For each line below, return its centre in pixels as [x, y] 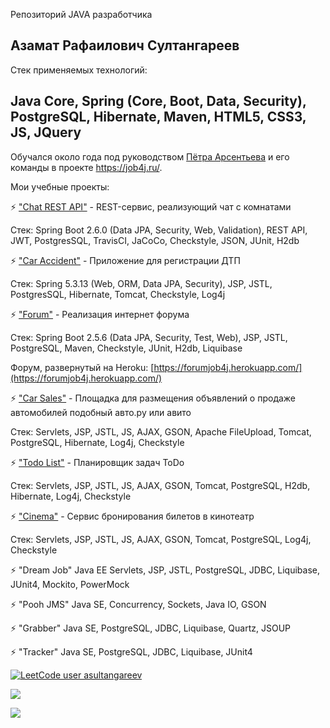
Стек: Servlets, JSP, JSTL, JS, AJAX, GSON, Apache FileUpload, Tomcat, [161, 431]
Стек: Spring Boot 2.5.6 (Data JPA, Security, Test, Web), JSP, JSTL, [149, 337]
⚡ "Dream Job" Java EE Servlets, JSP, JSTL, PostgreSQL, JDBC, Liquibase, [165, 570]
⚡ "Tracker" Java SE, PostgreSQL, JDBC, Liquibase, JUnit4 [131, 651]
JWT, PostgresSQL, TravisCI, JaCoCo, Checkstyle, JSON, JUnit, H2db [155, 240]
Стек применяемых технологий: [79, 70]
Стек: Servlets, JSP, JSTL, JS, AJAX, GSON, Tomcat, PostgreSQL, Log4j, [161, 539]
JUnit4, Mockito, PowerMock [70, 584]
